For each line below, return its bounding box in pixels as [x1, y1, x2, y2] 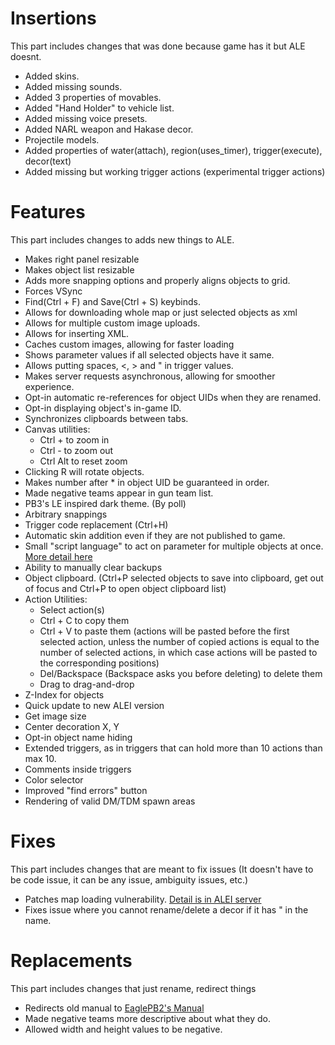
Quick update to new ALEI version [24, 699, 165, 711]
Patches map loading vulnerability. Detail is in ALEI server [24, 893, 262, 905]
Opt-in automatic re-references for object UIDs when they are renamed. [24, 391, 322, 403]
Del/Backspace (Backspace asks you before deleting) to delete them [39, 667, 323, 679]
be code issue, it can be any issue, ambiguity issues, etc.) [10, 873, 249, 886]
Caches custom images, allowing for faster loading [24, 338, 235, 350]
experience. [24, 380, 75, 392]
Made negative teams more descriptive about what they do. [24, 1012, 271, 1024]
